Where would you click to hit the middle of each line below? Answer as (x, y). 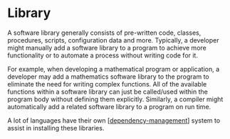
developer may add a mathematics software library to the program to (108, 77)
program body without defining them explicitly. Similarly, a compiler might (115, 99)
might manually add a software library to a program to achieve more (107, 48)
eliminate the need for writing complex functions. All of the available (107, 84)
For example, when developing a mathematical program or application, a (114, 69)
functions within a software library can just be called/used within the (108, 91)
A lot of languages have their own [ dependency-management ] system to (114, 120)
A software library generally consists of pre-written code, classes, (104, 33)
